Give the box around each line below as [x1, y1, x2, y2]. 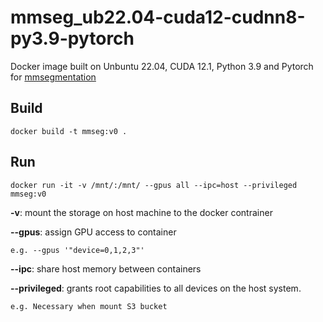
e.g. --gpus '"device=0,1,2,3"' [10, 245, 145, 255]
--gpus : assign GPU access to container [10, 226, 177, 238]
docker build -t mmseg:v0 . [10, 126, 128, 136]
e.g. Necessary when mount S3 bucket [10, 301, 168, 311]
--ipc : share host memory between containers [10, 262, 202, 275]
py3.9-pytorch [10, 27, 135, 50]
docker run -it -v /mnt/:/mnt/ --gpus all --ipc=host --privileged [10, 180, 298, 190]
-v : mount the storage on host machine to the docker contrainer [10, 206, 273, 218]
